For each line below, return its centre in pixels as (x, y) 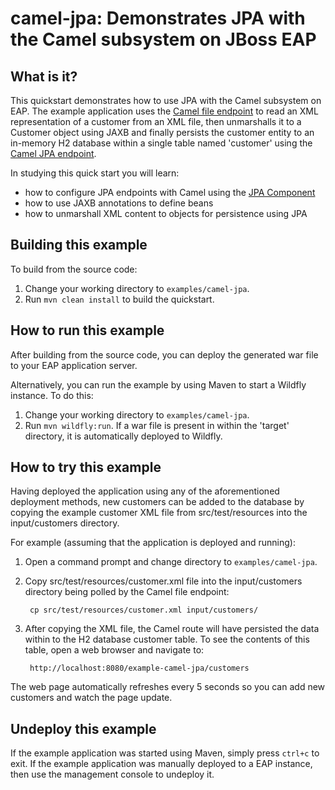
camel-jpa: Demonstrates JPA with (158, 18)
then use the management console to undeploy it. (112, 774)
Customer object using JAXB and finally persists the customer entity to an (162, 132)
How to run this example (87, 330)
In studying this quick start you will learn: (95, 173)
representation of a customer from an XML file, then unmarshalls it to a (156, 121)
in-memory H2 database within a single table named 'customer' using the (161, 143)
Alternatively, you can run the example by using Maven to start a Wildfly (158, 384)
